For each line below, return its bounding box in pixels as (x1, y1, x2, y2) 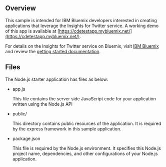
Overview (5, 4, 36, 13)
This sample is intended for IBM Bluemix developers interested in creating (5, 17, 157, 23)
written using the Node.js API (12, 101, 73, 107)
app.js (12, 86, 25, 92)
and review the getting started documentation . (5, 48, 101, 54)
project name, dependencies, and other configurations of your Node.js (12, 150, 158, 156)
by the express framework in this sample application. (12, 125, 121, 132)
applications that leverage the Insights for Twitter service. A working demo (5, 23, 159, 29)
